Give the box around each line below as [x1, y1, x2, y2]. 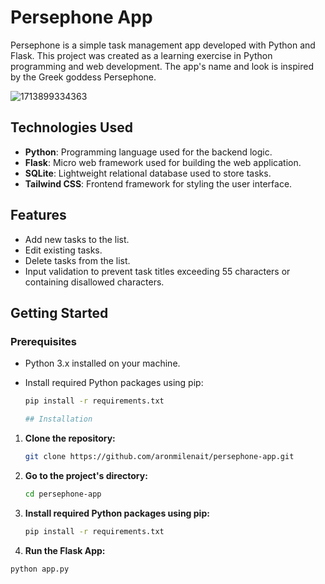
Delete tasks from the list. [24, 254, 131, 266]
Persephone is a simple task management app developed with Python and [10, 39, 316, 51]
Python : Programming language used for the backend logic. [24, 146, 273, 158]
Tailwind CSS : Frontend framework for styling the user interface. [24, 177, 293, 190]
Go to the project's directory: [24, 469, 148, 481]
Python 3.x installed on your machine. [24, 357, 181, 370]
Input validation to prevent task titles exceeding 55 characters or [24, 265, 291, 277]
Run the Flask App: [24, 544, 106, 556]
